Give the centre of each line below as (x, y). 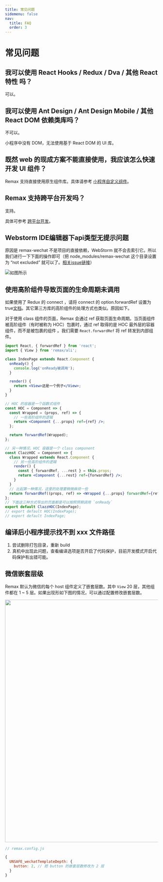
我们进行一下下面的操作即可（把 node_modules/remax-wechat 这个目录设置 (81, 256)
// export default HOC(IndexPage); (41, 512)
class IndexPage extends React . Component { (50, 359)
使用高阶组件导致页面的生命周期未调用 (62, 289)
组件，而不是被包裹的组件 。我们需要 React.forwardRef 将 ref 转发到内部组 (79, 331)
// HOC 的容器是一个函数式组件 (33, 404)
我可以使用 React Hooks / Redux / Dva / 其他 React (81, 73)
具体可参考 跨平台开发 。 (29, 221)
